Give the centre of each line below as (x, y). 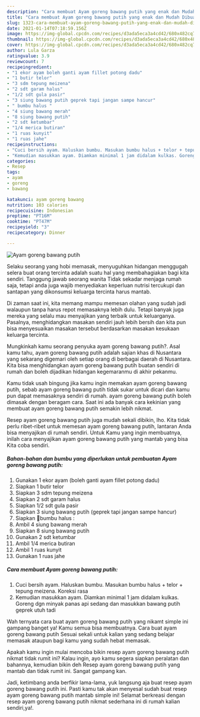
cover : (15, 45)
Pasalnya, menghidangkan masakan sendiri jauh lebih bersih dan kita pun (96, 322)
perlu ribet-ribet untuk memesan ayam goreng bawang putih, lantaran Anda (99, 426)
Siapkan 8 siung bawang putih (52, 531)
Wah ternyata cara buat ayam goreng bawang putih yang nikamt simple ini (98, 621)
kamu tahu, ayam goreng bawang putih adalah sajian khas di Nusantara (94, 352)
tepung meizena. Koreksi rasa (52, 591)
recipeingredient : (29, 67)
